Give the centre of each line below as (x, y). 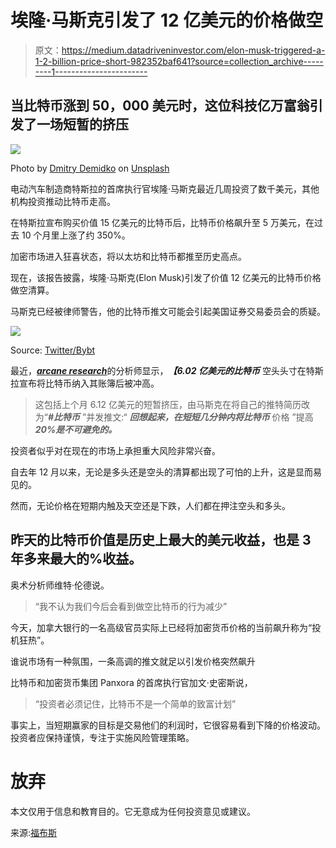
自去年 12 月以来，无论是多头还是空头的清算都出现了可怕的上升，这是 (153, 472)
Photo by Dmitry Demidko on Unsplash (90, 168)
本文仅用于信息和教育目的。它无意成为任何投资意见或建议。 (133, 811)
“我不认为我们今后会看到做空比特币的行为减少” (131, 606)
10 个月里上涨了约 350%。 (76, 235)
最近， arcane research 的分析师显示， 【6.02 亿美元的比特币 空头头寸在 (158, 370)
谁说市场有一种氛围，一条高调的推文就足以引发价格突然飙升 (133, 661)
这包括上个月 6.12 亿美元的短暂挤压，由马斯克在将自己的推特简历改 (172, 404)
